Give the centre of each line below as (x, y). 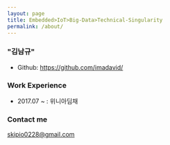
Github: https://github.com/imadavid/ (70, 67)
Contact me (27, 119)
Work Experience (37, 85)
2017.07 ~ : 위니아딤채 (48, 101)
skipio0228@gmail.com (41, 135)
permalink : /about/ (35, 26)
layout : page (26, 13)
